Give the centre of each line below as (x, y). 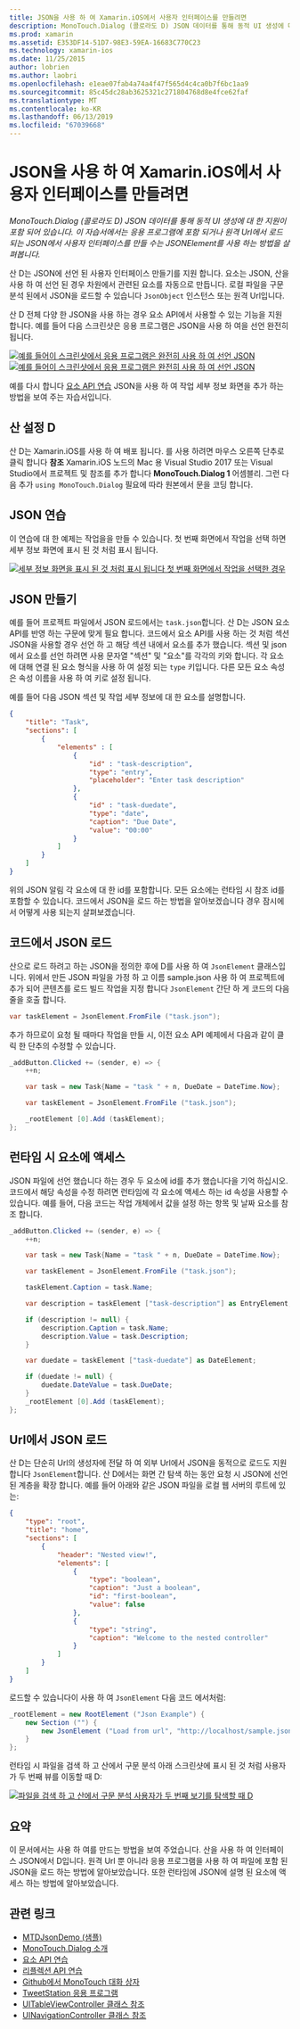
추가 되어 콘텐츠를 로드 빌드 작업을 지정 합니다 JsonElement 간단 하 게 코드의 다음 (150, 988)
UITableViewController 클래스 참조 (83, 2004)
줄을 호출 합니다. (38, 999)
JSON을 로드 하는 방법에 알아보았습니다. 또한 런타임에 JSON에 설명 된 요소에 (143, 1872)
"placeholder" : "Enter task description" (166, 780)
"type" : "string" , (123, 1629)
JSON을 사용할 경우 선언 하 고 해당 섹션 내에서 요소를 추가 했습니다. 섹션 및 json (148, 645)
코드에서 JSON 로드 (61, 943)
